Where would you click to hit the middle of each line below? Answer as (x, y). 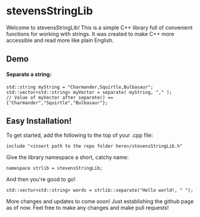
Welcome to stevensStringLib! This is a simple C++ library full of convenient (99, 27)
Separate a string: (29, 74)
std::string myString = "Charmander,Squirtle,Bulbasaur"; (80, 87)
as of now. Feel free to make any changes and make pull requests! (87, 208)
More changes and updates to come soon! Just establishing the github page (100, 201)
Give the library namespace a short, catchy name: (67, 157)
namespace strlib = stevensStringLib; (54, 169)
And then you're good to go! (41, 179)
